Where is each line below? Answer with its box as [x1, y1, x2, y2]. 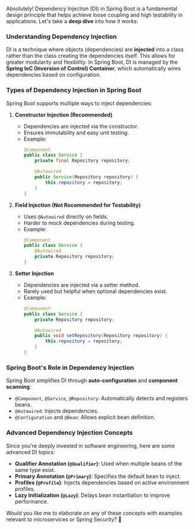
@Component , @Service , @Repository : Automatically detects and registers [14, 395, 188, 402]
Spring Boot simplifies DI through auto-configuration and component [6, 377, 178, 384]
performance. [14, 497, 49, 505]
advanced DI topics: [6, 448, 55, 455]
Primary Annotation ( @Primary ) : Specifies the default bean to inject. [14, 473, 181, 480]
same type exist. [14, 466, 55, 473]
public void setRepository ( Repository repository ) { [34, 333, 168, 339]
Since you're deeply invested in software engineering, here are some [6, 442, 175, 449]
